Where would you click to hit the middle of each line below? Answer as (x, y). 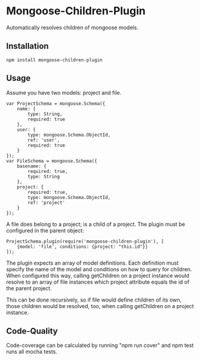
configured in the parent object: (45, 230)
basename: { (32, 166)
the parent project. (29, 288)
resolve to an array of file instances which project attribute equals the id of (98, 282)
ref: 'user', (44, 140)
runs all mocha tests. (32, 352)
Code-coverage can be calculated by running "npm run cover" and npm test (100, 345)
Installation (27, 46)
